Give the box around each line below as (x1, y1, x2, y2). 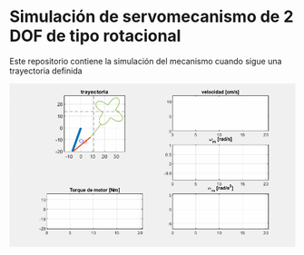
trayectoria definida (9, 65, 83, 76)
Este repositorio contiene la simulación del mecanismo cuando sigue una (9, 55, 282, 66)
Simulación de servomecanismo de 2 (9, 6, 294, 27)
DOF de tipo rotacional (9, 25, 181, 46)
